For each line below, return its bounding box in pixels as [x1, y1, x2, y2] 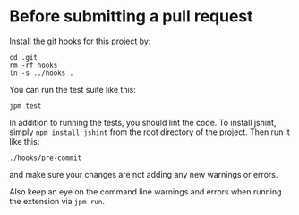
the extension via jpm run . [9, 195, 106, 206]
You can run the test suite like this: [9, 84, 136, 95]
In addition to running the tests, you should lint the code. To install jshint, [9, 117, 277, 128]
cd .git [9, 53, 38, 62]
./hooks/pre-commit [9, 153, 82, 162]
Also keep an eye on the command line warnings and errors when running [9, 186, 282, 197]
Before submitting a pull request [9, 6, 253, 27]
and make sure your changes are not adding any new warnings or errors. [9, 169, 278, 179]
